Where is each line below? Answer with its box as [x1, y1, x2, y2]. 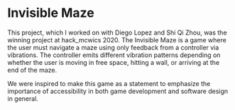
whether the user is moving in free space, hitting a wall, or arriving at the [7, 58, 220, 66]
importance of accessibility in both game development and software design [7, 87, 229, 95]
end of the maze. [7, 66, 58, 74]
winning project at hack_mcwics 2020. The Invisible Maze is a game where [7, 35, 227, 44]
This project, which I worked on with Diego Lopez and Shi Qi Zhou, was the [7, 28, 227, 37]
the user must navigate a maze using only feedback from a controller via [7, 43, 219, 51]
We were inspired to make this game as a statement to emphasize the [7, 79, 211, 87]
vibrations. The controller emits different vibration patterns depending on [7, 51, 221, 59]
